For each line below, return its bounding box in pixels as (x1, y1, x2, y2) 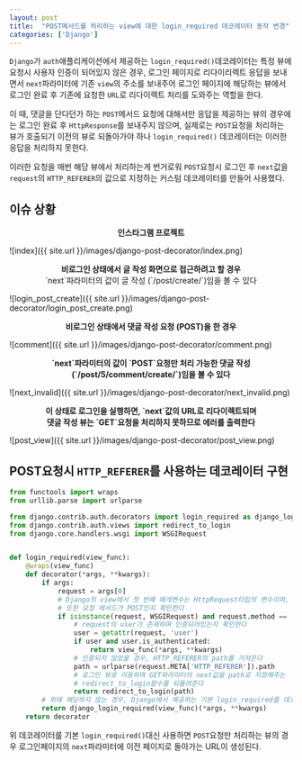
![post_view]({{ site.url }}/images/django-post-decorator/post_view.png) (9, 435, 276, 446)
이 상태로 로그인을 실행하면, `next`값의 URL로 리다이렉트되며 (45, 406, 257, 417)
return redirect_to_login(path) (73, 687, 195, 696)
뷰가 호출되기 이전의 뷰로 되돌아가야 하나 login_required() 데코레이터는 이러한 (9, 131, 288, 142)
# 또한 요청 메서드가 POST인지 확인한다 (57, 603, 184, 612)
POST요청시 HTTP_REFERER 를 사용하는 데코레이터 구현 (9, 463, 289, 478)
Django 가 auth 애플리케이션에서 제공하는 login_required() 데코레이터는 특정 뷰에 (9, 56, 292, 67)
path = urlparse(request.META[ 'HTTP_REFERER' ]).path (73, 662, 276, 671)
